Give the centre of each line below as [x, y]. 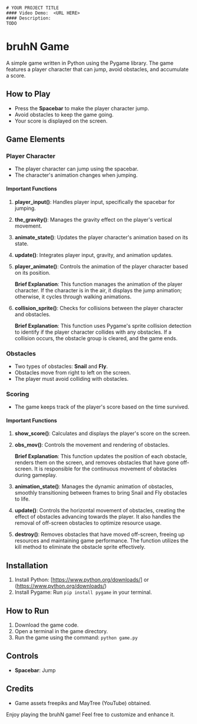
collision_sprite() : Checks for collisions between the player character [99, 308]
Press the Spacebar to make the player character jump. [82, 108]
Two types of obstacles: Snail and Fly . [61, 366]
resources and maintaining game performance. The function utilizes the [101, 541]
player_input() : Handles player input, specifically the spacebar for [95, 202]
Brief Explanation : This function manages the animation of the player [98, 284]
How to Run [28, 611]
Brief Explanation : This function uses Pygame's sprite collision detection [103, 325]
